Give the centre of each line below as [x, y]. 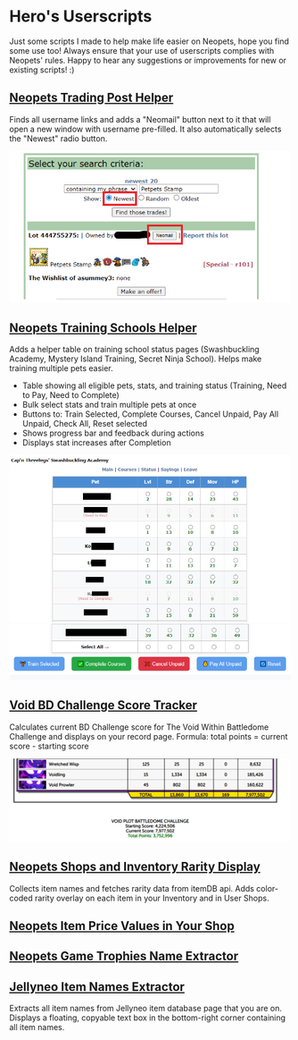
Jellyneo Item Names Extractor [97, 987]
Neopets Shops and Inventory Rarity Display [135, 867]
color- [267, 888]
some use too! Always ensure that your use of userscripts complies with [142, 50]
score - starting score [49, 746]
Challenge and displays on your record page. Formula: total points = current [149, 736]
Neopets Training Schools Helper [103, 328]
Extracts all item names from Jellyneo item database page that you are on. [146, 1009]
